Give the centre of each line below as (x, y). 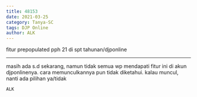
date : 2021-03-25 (27, 17)
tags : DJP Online (27, 28)
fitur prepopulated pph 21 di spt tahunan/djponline (67, 49)
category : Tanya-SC (30, 22)
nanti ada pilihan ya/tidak (36, 78)
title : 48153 (22, 11)
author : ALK (21, 33)
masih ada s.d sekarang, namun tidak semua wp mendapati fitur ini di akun (96, 66)
